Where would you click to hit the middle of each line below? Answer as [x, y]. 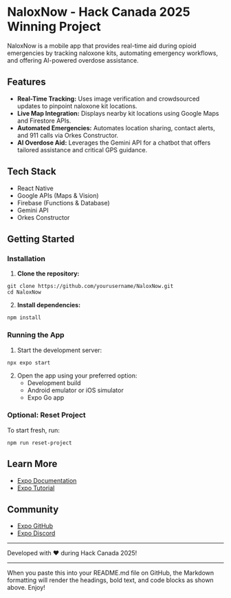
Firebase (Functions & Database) [63, 203]
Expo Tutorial [36, 488]
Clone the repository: [48, 274]
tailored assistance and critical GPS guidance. [82, 149]
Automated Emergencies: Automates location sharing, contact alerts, [116, 127]
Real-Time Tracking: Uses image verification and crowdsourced [108, 99]
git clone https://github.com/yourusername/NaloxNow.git [90, 287]
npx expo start [29, 362]
